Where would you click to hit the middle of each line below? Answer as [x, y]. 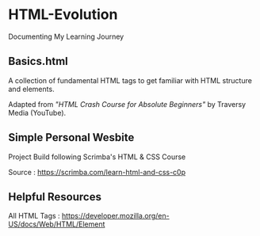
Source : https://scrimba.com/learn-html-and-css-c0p [97, 172]
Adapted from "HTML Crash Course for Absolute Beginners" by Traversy [127, 104]
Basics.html [38, 61]
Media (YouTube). [37, 112]
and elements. [31, 89]
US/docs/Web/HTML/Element [57, 224]
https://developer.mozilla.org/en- [116, 216]
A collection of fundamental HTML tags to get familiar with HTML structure [130, 80]
